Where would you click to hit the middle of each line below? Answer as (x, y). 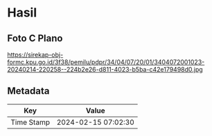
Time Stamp (30, 122)
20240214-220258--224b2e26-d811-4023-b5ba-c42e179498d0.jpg (105, 69)
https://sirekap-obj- (35, 55)
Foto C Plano (35, 38)
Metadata (28, 91)
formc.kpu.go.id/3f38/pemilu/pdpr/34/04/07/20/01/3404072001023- (106, 62)
